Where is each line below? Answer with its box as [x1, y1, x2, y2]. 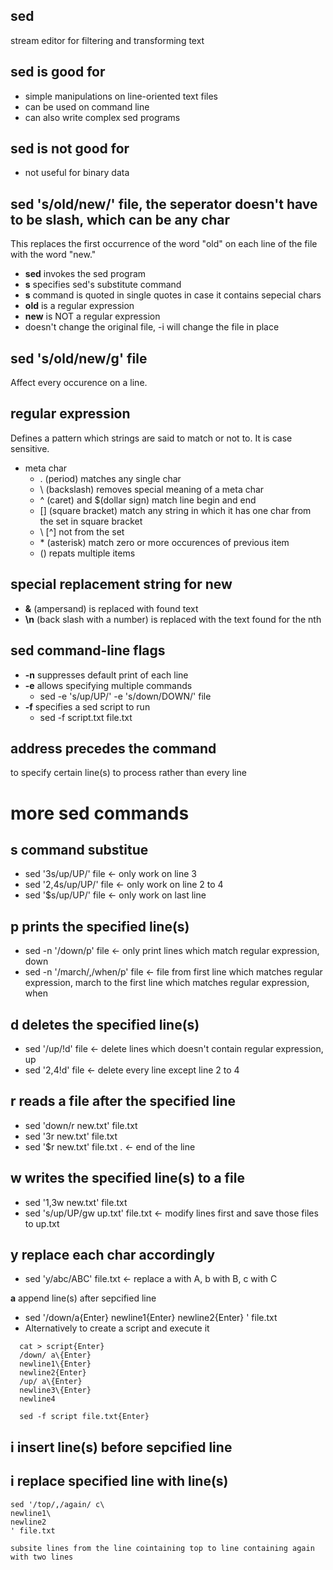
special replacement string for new [10, 576, 233, 593]
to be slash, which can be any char [10, 211, 231, 228]
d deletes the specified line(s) [10, 1016, 200, 1033]
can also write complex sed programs [24, 111, 181, 123]
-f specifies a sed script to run [24, 700, 151, 713]
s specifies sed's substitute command [24, 279, 182, 291]
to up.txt [24, 1217, 60, 1229]
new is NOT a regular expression [24, 310, 161, 323]
